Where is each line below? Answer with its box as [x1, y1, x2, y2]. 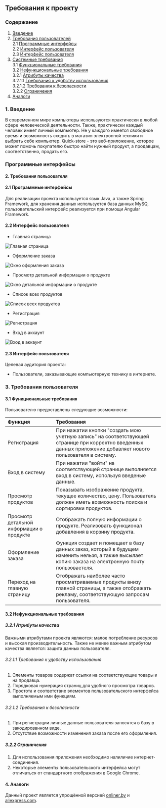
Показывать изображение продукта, [56, 486, 144, 493]
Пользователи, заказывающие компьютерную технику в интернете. [12, 371, 157, 377]
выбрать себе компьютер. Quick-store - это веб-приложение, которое [5, 138, 154, 144]
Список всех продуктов [12, 291, 63, 297]
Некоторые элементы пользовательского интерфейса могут [12, 765, 141, 771]
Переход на [7, 579, 36, 586]
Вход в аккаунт [12, 329, 44, 335]
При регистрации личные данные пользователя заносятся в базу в [12, 720, 155, 726]
